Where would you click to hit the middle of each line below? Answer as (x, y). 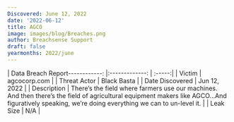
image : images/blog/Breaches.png (57, 33)
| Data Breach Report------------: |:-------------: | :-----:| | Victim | (104, 73)
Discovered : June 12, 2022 (47, 14)
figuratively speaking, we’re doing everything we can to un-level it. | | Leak (116, 103)
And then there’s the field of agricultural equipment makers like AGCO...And (117, 95)
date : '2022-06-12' (36, 20)
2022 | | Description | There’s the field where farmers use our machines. (112, 88)
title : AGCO (25, 27)
